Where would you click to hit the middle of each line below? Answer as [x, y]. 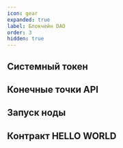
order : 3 [19, 32]
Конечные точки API [53, 89]
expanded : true [29, 20]
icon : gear [23, 13]
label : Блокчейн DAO [37, 26]
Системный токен [48, 66]
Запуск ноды [37, 113]
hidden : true [26, 39]
